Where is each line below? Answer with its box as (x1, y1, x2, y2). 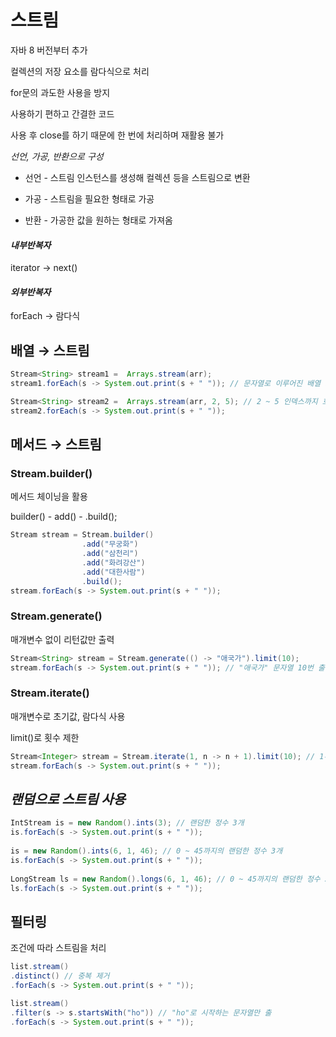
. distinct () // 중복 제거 (10, 971, 110, 981)
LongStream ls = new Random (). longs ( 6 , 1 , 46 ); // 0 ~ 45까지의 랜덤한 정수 (10, 874, 321, 884)
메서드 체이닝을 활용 (10, 491, 88, 503)
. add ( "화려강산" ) (81, 557, 146, 568)
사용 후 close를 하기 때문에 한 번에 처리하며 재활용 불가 (10, 129, 225, 141)
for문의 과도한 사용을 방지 (10, 86, 111, 98)
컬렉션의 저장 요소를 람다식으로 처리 (10, 65, 150, 77)
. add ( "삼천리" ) (81, 549, 139, 559)
